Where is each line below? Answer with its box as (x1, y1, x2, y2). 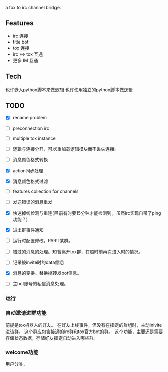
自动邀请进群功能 (5, 310, 47, 317)
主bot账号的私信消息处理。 (12, 281, 69, 287)
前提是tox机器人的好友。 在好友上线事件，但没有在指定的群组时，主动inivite (5, 322, 162, 328)
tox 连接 (12, 45, 29, 51)
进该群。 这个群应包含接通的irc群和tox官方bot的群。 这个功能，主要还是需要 (5, 328, 163, 335)
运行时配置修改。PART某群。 (12, 238, 73, 244)
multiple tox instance (12, 135, 57, 141)
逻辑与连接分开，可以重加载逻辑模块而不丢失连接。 (12, 146, 119, 152)
